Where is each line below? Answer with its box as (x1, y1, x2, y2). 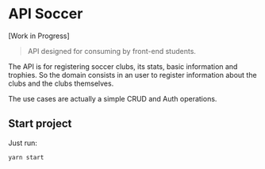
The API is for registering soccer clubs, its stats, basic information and (8, 61, 238, 71)
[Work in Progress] (8, 31, 70, 40)
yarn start (8, 153, 44, 161)
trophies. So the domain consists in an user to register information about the (8, 70, 257, 79)
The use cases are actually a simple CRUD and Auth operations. (8, 94, 217, 103)
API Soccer (8, 5, 83, 23)
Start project (8, 117, 72, 131)
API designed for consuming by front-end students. (27, 46, 197, 56)
